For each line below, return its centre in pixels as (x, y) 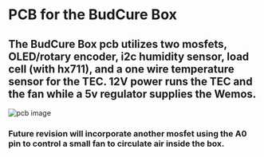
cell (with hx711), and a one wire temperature (122, 69)
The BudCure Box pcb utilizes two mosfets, (118, 44)
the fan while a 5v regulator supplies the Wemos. (132, 94)
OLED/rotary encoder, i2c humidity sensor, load (129, 56)
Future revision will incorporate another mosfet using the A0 (128, 133)
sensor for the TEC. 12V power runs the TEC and (130, 81)
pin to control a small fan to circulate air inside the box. (116, 143)
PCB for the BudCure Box (93, 15)
